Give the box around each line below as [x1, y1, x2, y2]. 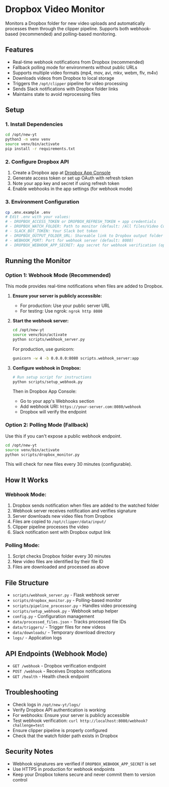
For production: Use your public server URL [20, 302, 111, 309]
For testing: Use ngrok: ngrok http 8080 [20, 308, 103, 314]
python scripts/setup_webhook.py [12, 379, 83, 384]
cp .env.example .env [5, 210, 51, 215]
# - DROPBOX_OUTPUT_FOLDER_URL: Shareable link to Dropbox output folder [5, 233, 163, 238]
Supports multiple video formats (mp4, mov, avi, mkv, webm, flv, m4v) [12, 70, 158, 76]
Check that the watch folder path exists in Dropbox [12, 733, 118, 739]
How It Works [5, 475, 49, 485]
